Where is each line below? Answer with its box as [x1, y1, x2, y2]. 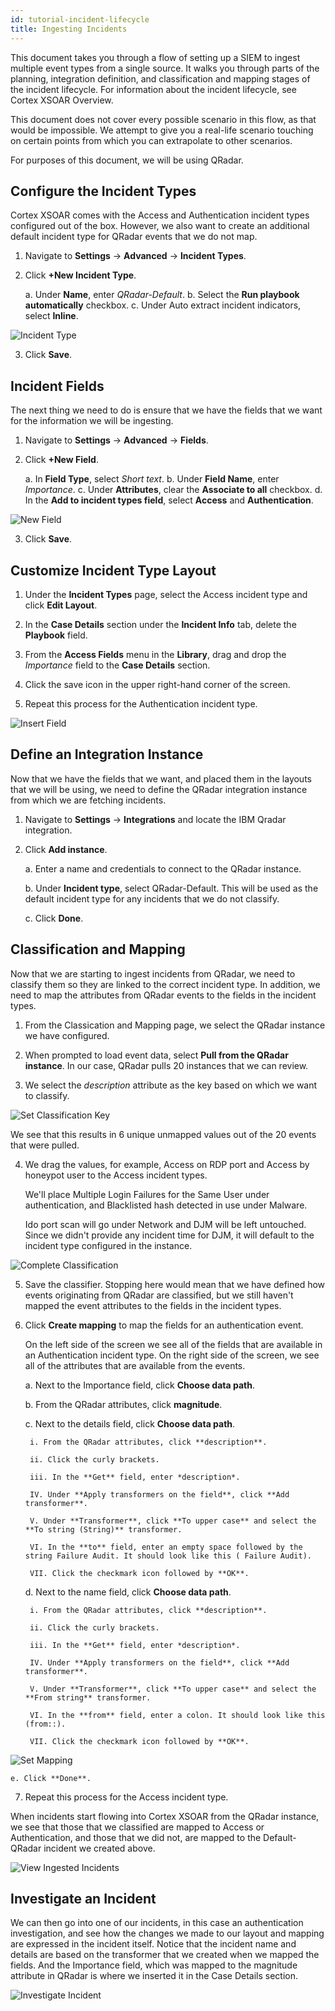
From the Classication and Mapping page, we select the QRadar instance [24, 1019, 326, 1031]
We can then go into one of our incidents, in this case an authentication [10, 1917, 304, 1929]
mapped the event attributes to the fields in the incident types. [24, 1299, 282, 1311]
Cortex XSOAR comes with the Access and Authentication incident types [10, 209, 310, 221]
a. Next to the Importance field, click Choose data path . [24, 1379, 255, 1391]
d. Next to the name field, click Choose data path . [24, 1586, 232, 1598]
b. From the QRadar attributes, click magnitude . [24, 1398, 223, 1410]
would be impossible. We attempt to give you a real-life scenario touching [10, 124, 314, 136]
